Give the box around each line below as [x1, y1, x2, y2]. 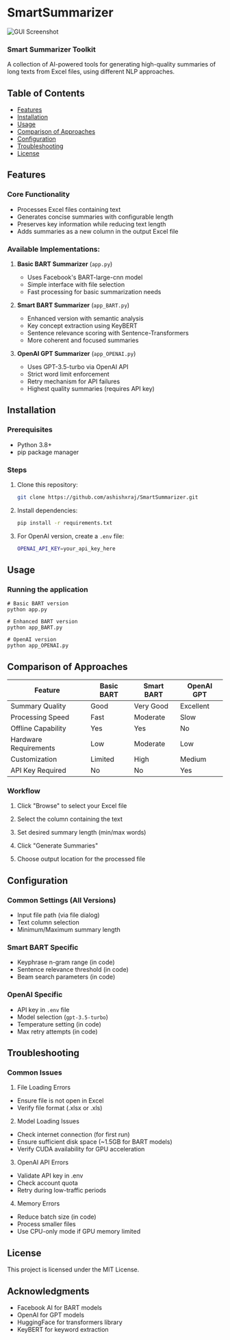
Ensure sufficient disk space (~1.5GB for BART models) [16, 1138, 172, 1146]
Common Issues [7, 1068, 63, 1077]
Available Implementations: [7, 244, 101, 254]
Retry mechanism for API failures [27, 377, 120, 385]
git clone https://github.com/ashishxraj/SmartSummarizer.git [16, 494, 199, 501]
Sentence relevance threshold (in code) [16, 966, 129, 974]
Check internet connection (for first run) [16, 1130, 130, 1139]
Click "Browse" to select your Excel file [16, 802, 127, 810]
